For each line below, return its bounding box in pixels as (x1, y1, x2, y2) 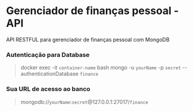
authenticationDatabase (20, 70, 79, 78)
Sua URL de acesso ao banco (6, 85, 91, 93)
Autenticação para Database (6, 51, 90, 59)
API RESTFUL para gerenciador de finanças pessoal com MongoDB (6, 36, 169, 43)
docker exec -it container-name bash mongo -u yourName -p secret (20, 64, 181, 71)
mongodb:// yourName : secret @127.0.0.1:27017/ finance (20, 98, 148, 105)
